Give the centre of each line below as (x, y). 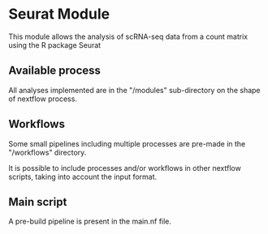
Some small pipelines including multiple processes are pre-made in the (127, 143)
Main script (38, 202)
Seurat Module (59, 14)
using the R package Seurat (55, 45)
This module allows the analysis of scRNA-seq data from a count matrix (128, 36)
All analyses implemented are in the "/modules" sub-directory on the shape (135, 90)
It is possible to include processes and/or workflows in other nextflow (125, 168)
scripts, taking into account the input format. (83, 177)
